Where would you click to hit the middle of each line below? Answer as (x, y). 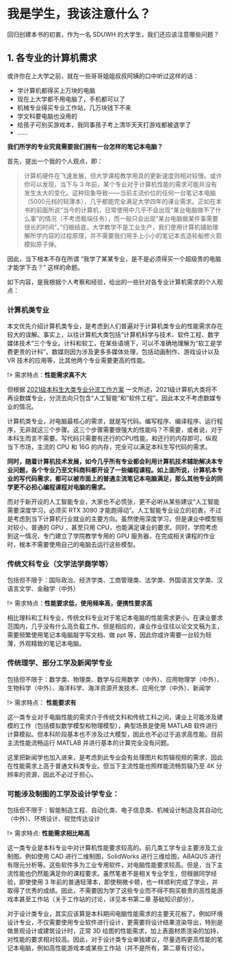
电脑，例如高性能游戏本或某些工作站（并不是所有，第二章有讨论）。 (113, 948)
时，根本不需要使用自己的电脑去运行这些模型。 (73, 545)
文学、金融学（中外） (49, 589)
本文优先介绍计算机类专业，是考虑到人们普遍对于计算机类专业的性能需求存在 (115, 326)
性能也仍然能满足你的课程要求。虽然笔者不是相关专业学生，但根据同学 (112, 873)
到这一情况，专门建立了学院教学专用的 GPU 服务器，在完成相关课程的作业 (111, 536)
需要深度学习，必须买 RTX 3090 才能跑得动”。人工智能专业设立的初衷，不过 (114, 511)
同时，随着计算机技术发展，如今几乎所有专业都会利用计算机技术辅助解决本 (112, 462)
